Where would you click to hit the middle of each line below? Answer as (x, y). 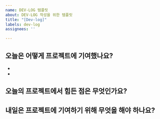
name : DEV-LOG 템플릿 (27, 10)
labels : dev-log (23, 24)
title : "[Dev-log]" (26, 19)
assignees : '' (21, 29)
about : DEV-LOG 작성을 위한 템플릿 (39, 15)
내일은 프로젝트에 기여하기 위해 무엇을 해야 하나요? (80, 110)
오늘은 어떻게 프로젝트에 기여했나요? (59, 56)
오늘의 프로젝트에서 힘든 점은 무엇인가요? (66, 91)
